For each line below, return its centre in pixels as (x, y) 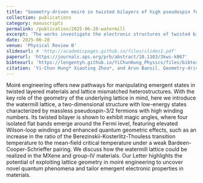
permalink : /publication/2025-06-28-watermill (66, 29)
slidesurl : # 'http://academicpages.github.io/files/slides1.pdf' (92, 51)
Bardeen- (180, 143)
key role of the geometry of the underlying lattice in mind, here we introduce (101, 98)
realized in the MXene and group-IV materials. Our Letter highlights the (95, 156)
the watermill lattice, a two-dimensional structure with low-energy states (97, 104)
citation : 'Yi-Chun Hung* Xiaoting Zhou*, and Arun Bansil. (84, 68)
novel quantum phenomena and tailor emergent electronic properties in (95, 169)
